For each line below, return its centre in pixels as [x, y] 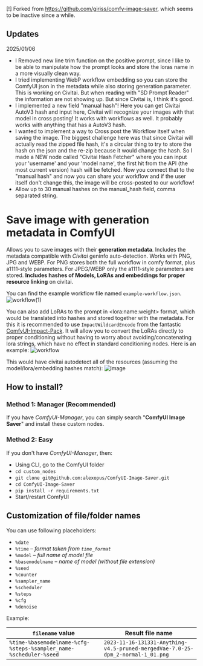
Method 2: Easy [30, 440]
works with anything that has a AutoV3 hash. [71, 125]
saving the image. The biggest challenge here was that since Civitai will [104, 137]
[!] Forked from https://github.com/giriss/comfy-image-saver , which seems [100, 9]
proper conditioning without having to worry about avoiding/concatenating [99, 337]
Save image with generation [78, 220]
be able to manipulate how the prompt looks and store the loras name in [105, 67]
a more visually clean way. [48, 73]
